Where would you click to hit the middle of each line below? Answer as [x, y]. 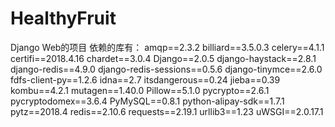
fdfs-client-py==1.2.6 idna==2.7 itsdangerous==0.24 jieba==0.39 [145, 79]
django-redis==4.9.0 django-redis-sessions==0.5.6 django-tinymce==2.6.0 [166, 69]
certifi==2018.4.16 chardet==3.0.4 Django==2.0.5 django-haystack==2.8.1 [163, 58]
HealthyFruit [63, 18]
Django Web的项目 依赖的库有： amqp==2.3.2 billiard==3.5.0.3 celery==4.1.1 [167, 47]
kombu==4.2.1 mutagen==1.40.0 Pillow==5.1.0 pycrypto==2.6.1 [140, 90]
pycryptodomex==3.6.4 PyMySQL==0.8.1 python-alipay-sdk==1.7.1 [147, 101]
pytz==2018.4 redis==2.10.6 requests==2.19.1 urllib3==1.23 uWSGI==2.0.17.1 [167, 111]
